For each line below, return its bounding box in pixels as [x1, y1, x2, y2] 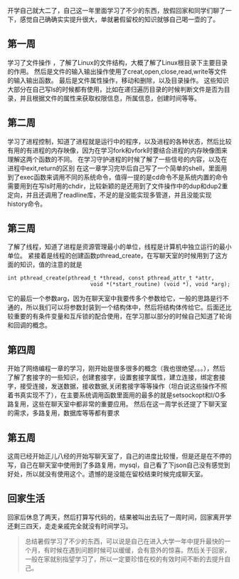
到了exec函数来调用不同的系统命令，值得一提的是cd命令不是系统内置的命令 [7, 173, 228, 181]
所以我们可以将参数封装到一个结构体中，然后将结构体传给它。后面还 [26, 303, 225, 312]
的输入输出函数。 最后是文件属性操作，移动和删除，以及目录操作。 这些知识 [7, 76, 229, 84]
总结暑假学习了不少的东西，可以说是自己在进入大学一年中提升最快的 [24, 537, 225, 545]
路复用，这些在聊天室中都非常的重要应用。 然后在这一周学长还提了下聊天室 [7, 400, 228, 409]
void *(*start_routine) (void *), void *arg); [90, 281, 231, 288]
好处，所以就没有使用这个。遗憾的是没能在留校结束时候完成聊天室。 [7, 470, 207, 478]
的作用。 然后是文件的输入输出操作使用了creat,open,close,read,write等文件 [7, 67, 228, 76]
